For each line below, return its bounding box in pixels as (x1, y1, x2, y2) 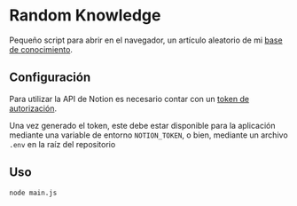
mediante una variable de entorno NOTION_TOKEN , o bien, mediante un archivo (9, 130, 288, 140)
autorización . (9, 103, 58, 114)
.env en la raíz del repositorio (9, 139, 116, 149)
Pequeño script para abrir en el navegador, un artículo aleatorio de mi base (9, 35, 283, 45)
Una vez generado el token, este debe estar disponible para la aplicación (9, 120, 276, 131)
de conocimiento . (9, 44, 74, 54)
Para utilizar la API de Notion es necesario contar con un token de (9, 93, 250, 104)
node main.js (9, 188, 58, 197)
